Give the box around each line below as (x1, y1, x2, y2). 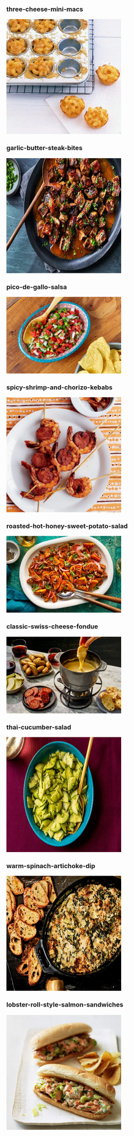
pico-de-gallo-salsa (6, 283, 67, 291)
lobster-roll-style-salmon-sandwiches (6, 1001, 124, 1009)
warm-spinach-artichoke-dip (6, 862, 96, 870)
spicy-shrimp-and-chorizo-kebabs (6, 383, 113, 391)
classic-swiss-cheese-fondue (6, 622, 99, 631)
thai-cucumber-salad (6, 723, 72, 731)
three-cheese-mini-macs (6, 5, 84, 13)
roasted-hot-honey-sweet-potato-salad (6, 522, 128, 530)
